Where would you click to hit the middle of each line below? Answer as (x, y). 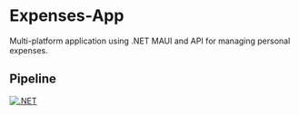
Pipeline (33, 79)
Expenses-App (67, 16)
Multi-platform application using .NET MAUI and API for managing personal (150, 41)
